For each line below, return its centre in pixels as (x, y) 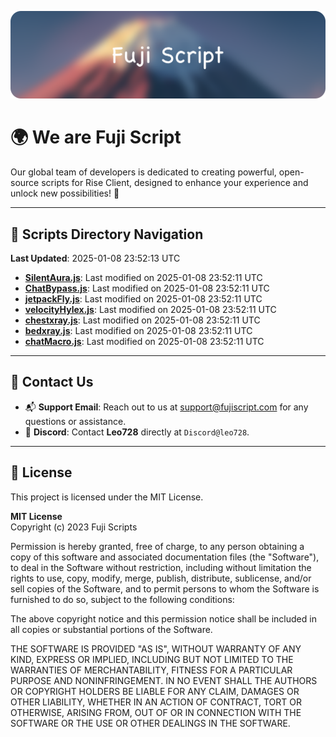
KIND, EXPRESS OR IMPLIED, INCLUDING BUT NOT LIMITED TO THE (152, 659)
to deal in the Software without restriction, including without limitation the (161, 567)
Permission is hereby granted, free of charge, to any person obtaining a (157, 546)
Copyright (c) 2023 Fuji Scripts (74, 527)
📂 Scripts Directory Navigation (107, 234)
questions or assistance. (75, 421)
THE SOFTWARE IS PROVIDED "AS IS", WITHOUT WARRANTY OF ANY (156, 648)
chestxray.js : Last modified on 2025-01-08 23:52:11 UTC (142, 320)
